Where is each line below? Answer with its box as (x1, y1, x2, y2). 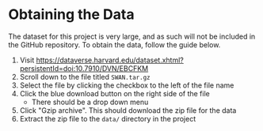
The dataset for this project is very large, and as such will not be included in (8, 32, 256, 41)
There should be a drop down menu (31, 97, 149, 107)
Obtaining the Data (8, 6, 135, 24)
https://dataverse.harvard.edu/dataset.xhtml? (36, 55, 184, 65)
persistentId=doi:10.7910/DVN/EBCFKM (19, 63, 149, 73)
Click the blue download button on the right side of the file (19, 88, 210, 98)
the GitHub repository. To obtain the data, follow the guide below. (8, 39, 221, 49)
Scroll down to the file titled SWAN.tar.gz (19, 72, 151, 81)
